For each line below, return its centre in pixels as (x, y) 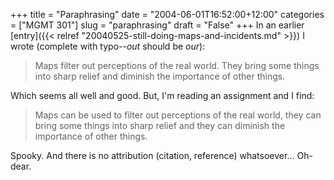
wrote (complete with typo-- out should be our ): (108, 46)
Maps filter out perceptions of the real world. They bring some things (177, 65)
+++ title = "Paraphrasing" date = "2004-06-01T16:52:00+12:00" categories (167, 14)
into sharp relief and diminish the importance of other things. (160, 76)
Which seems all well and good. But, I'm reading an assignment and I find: (162, 95)
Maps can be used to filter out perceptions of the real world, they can (178, 115)
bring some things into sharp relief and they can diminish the (160, 125)
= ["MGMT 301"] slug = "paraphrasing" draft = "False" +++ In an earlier (157, 25)
